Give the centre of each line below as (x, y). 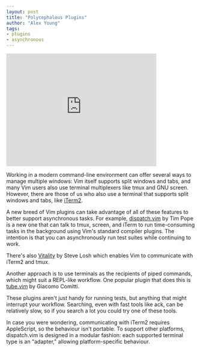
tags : (13, 29)
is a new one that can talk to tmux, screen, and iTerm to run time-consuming (100, 225)
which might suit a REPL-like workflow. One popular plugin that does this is (98, 280)
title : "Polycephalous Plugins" (46, 17)
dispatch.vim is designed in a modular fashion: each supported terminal (95, 335)
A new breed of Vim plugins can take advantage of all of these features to (97, 212)
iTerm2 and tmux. (28, 262)
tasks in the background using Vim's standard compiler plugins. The (91, 231)
